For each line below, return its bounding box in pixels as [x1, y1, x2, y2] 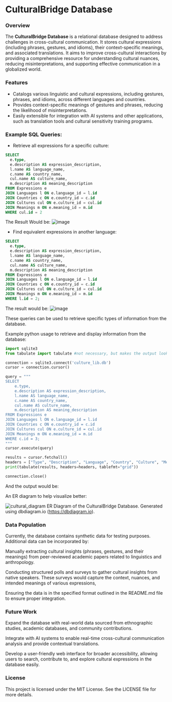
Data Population [5, 521, 46, 528]
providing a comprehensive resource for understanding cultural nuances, [5, 55, 160, 62]
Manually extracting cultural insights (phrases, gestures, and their [5, 548, 144, 555]
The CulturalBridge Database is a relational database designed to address [5, 33, 163, 40]
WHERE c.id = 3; [5, 436, 40, 441]
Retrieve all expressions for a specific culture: [12, 143, 109, 149]
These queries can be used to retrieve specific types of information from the [5, 315, 167, 321]
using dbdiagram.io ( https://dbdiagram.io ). [5, 508, 95, 514]
